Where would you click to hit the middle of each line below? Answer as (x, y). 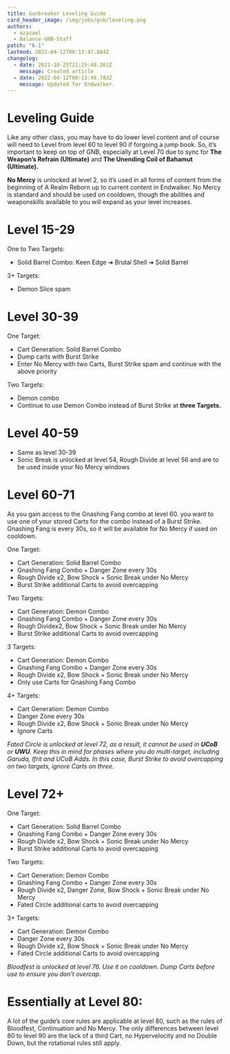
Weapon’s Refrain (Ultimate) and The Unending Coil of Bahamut (100, 159)
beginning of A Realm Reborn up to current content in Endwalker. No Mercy (114, 188)
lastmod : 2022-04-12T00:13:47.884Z (58, 52)
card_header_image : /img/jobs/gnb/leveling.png (77, 20)
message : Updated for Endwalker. (67, 84)
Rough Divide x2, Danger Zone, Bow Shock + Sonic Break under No (113, 890)
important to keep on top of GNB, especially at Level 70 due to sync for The (114, 152)
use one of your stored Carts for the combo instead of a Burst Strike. (104, 521)
